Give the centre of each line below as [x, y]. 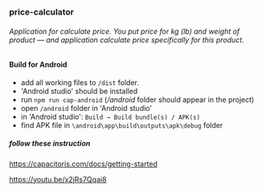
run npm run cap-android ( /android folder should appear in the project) [137, 100]
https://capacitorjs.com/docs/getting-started [83, 164]
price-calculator [42, 12]
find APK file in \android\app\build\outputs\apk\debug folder [122, 125]
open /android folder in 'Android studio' [86, 108]
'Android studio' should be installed [79, 91]
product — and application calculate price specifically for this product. [127, 39]
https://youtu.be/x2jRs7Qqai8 [58, 179]
